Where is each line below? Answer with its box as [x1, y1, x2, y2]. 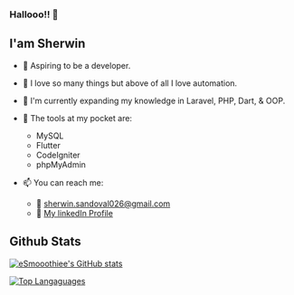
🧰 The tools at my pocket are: [22, 112, 133, 123]
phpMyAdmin [35, 158, 86, 170]
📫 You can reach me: [22, 176, 104, 188]
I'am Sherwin [9, 36, 86, 52]
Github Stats [9, 234, 81, 250]
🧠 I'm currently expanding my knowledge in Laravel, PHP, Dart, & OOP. [22, 95, 286, 106]
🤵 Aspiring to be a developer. [22, 60, 131, 71]
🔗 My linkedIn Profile [35, 207, 113, 218]
